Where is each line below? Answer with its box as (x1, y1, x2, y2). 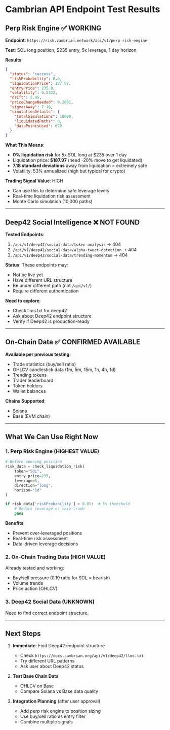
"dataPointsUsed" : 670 (14, 123, 62, 128)
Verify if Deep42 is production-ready (12, 318, 90, 324)
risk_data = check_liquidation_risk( (5, 464, 85, 469)
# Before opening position (5, 459, 62, 464)
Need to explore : (5, 297, 41, 304)
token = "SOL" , (14, 469, 42, 474)
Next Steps (5, 629, 41, 638)
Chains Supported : (5, 397, 46, 404)
